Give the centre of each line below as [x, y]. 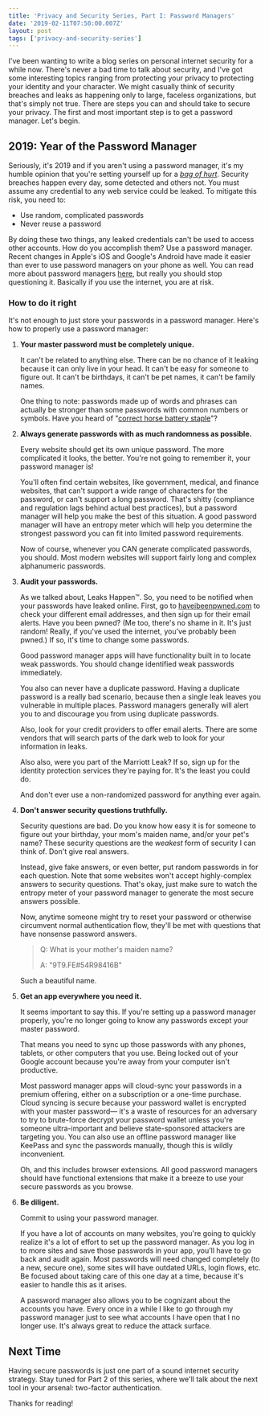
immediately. [41, 673]
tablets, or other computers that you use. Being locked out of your [129, 1053]
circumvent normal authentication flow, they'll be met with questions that [140, 926]
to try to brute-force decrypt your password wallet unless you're [126, 1120]
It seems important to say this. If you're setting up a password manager [138, 1012]
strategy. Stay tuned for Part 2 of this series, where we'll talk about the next [133, 1379]
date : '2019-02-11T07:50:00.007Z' [66, 23]
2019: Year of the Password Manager [103, 146]
